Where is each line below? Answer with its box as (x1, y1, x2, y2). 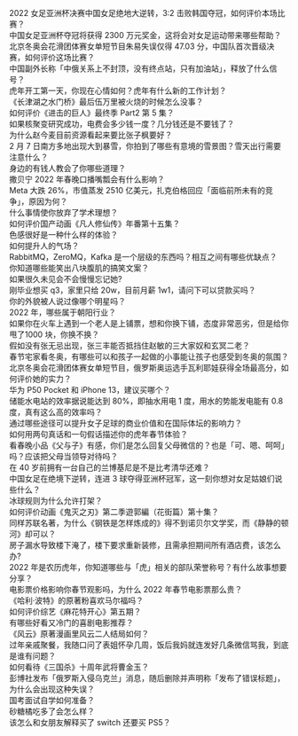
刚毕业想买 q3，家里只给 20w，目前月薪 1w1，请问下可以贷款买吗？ (9, 285, 256, 295)
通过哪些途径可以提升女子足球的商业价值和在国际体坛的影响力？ (9, 418, 242, 428)
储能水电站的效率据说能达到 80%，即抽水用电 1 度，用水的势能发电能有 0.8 (9, 395, 284, 406)
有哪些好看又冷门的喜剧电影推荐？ (9, 617, 134, 628)
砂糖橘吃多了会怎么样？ (9, 706, 95, 716)
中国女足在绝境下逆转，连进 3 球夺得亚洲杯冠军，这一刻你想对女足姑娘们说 (9, 474, 283, 483)
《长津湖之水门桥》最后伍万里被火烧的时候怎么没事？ (9, 97, 204, 106)
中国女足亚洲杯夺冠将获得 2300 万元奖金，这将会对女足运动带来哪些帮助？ (9, 30, 282, 40)
